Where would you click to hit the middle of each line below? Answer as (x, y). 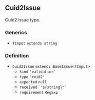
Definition (17, 56)
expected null (33, 82)
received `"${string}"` (43, 87)
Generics (16, 32)
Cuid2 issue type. (23, 20)
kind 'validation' (38, 72)
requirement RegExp (39, 93)
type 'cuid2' (32, 77)
